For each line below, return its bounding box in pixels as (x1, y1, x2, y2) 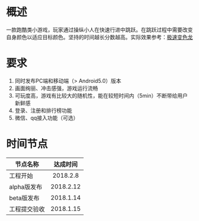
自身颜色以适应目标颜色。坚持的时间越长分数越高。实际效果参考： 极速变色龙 (6, 33, 193, 40)
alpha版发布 (9, 182, 43, 191)
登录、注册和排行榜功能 (14, 107, 72, 114)
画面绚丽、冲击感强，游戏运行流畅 (14, 84, 98, 92)
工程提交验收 (9, 205, 46, 213)
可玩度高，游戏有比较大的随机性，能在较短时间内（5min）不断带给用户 (14, 92, 188, 99)
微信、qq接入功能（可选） (14, 114, 79, 121)
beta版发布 (9, 194, 40, 202)
